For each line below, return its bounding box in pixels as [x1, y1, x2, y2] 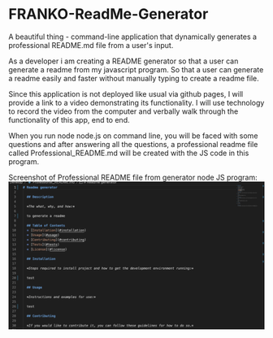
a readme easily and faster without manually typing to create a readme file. [8, 73, 259, 83]
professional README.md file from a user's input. [8, 40, 174, 50]
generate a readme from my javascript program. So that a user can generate [8, 64, 264, 74]
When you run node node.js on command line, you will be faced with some [8, 131, 258, 141]
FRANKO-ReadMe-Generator [8, 5, 209, 24]
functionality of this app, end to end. [8, 115, 130, 124]
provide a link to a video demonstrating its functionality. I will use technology [8, 97, 265, 107]
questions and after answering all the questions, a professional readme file [8, 139, 258, 149]
